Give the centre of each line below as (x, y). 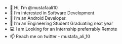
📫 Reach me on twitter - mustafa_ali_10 (50, 36)
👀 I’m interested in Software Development (52, 13)
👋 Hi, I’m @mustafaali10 (34, 8)
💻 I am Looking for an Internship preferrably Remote (63, 29)
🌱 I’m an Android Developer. (38, 18)
